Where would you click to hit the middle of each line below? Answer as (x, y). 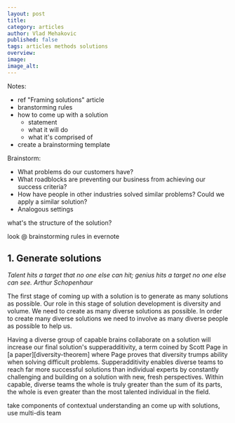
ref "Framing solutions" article (61, 100)
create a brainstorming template (64, 144)
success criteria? (42, 186)
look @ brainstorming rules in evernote (63, 236)
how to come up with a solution (63, 115)
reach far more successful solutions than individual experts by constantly (113, 370)
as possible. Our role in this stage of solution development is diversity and (114, 304)
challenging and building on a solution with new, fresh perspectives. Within (115, 377)
